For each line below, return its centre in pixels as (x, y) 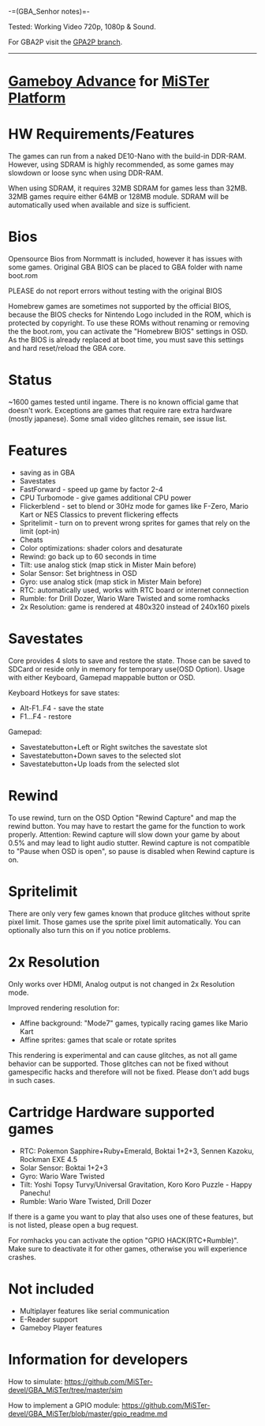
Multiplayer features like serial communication (94, 1311)
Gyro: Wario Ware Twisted (62, 1176)
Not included (51, 1289)
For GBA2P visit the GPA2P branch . (65, 42)
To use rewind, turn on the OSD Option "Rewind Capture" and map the (122, 818)
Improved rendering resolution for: (64, 1007)
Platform (37, 98)
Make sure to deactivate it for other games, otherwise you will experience (128, 1248)
